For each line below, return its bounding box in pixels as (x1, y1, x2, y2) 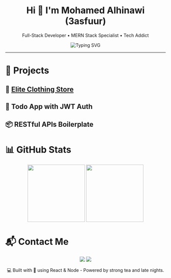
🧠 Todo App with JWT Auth (5, 102, 93, 111)
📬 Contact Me (5, 236, 69, 247)
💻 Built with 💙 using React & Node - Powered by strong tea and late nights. (7, 267, 164, 273)
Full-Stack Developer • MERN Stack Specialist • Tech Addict (22, 32, 149, 38)
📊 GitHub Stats (5, 144, 72, 156)
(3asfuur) (65, 15, 106, 27)
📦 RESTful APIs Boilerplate (5, 120, 94, 129)
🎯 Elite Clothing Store (5, 85, 74, 94)
